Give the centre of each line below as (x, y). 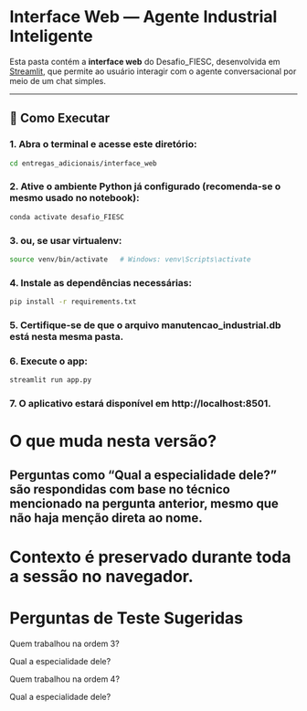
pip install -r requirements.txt (73, 302)
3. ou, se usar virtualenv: (66, 240)
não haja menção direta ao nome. (106, 518)
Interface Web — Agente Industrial (143, 17)
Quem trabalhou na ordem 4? (65, 679)
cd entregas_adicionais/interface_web (83, 163)
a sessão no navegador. (101, 576)
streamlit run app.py (51, 380)
